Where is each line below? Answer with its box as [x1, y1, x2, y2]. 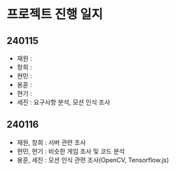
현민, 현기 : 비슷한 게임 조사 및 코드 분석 [16, 146, 126, 155]
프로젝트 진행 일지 [6, 6, 103, 22]
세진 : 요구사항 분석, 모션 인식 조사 [16, 98, 110, 106]
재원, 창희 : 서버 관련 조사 [16, 138, 86, 146]
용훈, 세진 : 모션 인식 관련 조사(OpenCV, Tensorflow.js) [16, 156, 170, 164]
